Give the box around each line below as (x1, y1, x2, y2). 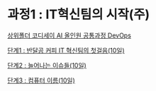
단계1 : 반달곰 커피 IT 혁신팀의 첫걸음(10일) (7, 46, 126, 54)
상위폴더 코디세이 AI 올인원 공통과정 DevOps (7, 31, 131, 40)
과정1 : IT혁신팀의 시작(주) (7, 6, 150, 23)
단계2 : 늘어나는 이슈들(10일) (7, 61, 87, 69)
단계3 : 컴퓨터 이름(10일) (7, 75, 76, 85)
